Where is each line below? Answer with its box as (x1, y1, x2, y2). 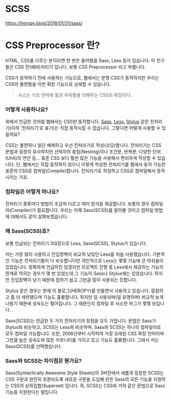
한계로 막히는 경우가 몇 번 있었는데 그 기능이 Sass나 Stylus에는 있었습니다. (5, 270, 154, 276)
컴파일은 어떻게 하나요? (5, 188, 59, 195)
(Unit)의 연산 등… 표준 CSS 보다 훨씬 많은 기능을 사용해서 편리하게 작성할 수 (5, 155, 157, 161)
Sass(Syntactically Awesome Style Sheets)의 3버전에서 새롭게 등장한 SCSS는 (5, 370, 164, 376)
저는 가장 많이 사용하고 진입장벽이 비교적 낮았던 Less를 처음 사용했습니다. (5, 251, 152, 257)
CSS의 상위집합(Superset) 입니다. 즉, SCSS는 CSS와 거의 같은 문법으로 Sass (10, 383, 165, 389)
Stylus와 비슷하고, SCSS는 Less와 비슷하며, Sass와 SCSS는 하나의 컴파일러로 (5, 324, 161, 330)
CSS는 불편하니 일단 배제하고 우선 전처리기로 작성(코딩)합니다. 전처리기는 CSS (5, 142, 162, 148)
